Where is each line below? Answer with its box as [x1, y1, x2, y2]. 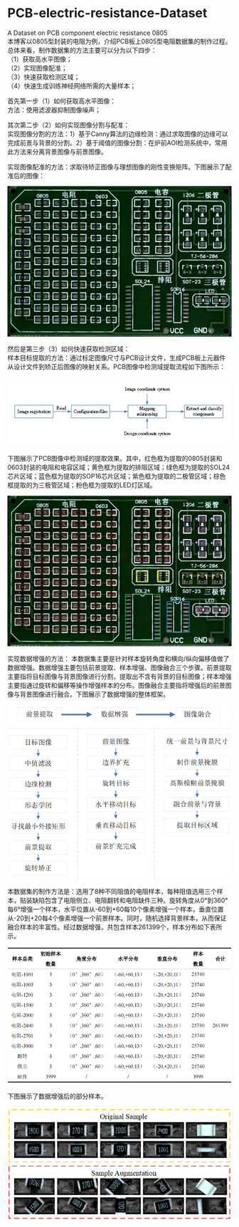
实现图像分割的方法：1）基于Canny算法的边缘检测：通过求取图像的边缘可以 [7, 130, 228, 138]
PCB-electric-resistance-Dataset [7, 5, 208, 21]
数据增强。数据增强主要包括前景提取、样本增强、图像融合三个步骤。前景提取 [7, 664, 232, 672]
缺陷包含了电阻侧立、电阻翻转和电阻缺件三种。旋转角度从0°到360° [31, 896, 228, 904]
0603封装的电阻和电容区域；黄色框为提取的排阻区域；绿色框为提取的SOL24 [7, 463, 230, 471]
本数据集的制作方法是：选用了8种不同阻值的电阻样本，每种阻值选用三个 [7, 887, 217, 895]
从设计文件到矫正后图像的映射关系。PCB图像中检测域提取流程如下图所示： [7, 362, 226, 371]
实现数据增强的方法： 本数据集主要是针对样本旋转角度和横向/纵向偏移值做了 [7, 654, 230, 663]
